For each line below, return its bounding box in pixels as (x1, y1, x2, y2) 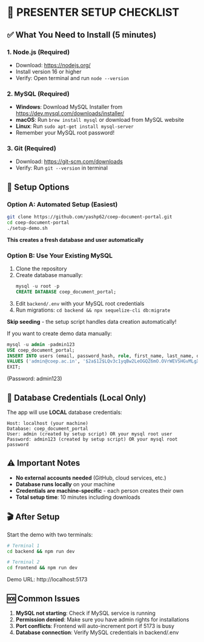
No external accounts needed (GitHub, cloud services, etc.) (15, 474, 166, 481)
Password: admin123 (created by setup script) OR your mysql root (7, 436, 178, 443)
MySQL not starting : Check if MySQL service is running (15, 609, 156, 617)
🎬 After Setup (7, 512, 60, 522)
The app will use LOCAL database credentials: (7, 409, 123, 416)
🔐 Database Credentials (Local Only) (7, 392, 146, 403)
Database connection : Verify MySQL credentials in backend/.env (15, 629, 179, 636)
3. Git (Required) (7, 144, 56, 153)
